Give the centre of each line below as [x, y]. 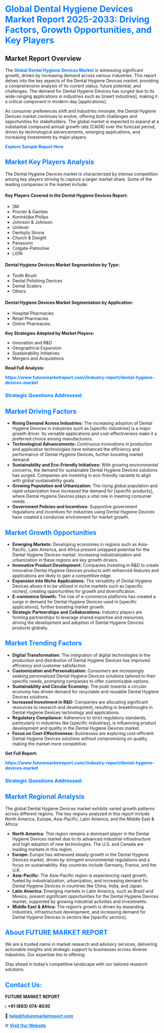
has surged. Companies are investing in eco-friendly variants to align [82, 475]
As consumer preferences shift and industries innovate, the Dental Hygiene [81, 111]
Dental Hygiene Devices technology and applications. [66, 712]
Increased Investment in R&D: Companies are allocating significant [80, 702]
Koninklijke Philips [30, 217]
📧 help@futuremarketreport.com [39, 1016]
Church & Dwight [29, 238]
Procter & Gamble [30, 212]
